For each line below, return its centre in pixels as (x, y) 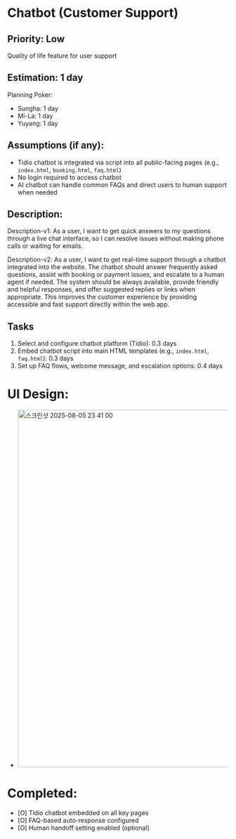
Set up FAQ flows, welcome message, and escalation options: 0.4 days (120, 366)
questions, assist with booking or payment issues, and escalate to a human (116, 275)
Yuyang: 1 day (38, 123)
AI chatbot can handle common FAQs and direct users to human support (122, 185)
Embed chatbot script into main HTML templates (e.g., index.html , (113, 351)
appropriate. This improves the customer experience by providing (102, 297)
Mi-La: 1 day (35, 116)
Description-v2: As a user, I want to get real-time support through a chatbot (117, 260)
